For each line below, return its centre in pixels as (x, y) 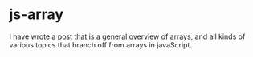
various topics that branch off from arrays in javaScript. (100, 44)
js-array (36, 15)
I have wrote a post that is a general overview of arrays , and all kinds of (127, 36)
